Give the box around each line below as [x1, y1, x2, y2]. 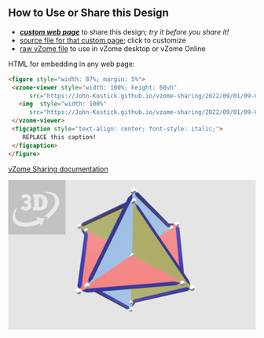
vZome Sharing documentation [8, 164, 108, 174]
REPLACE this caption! [22, 133, 97, 141]
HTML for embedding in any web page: [8, 59, 135, 68]
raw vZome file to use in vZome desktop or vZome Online [19, 43, 206, 53]
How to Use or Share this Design [8, 6, 169, 20]
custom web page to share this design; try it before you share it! [19, 27, 229, 36]
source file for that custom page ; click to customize [19, 35, 186, 45]
